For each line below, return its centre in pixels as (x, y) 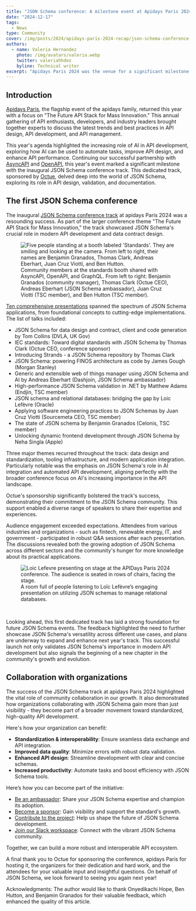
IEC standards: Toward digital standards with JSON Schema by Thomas (100, 342)
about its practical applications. (44, 556)
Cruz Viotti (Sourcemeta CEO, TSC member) (68, 417)
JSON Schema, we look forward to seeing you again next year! (81, 878)
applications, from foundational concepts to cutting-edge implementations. (96, 312)
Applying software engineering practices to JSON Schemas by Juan (96, 411)
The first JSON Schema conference (72, 201)
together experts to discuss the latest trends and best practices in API (90, 128)
